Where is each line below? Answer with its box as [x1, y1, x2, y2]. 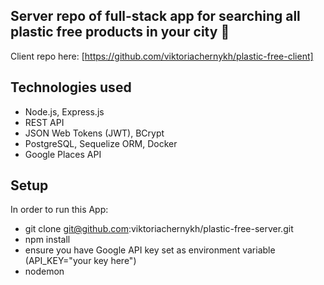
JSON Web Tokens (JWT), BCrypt [24, 127, 165, 139]
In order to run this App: [10, 204, 109, 216]
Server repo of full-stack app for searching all [10, 8, 301, 25]
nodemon [24, 265, 65, 278]
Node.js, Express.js [24, 105, 105, 118]
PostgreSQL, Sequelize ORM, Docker [24, 137, 178, 149]
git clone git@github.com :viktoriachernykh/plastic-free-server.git [24, 223, 294, 235]
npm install [24, 234, 71, 246]
